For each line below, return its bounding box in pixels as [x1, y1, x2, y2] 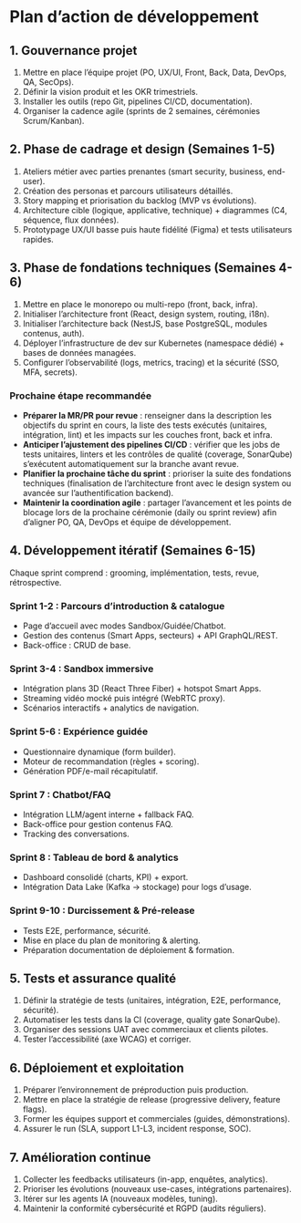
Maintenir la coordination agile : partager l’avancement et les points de [22, 497, 292, 508]
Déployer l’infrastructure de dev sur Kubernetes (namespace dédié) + [22, 337, 285, 348]
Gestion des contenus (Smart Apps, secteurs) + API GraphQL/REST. [22, 630, 278, 641]
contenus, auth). [22, 327, 85, 338]
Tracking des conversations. [22, 828, 130, 839]
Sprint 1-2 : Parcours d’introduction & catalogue [9, 599, 225, 612]
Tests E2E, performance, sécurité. [22, 925, 151, 936]
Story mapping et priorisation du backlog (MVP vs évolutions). [22, 194, 257, 206]
